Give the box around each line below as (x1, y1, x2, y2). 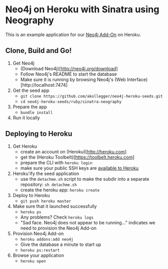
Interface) (127, 76, 148, 83)
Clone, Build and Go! (5, 46, 72, 55)
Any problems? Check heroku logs (20, 214, 94, 220)
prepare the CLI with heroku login (20, 159, 93, 165)
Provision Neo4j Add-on (12, 230, 64, 237)
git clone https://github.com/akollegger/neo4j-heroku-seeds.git (20, 93, 163, 99)
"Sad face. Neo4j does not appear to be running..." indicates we (20, 219, 156, 225)
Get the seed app (12, 87, 50, 93)
